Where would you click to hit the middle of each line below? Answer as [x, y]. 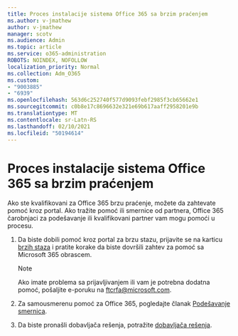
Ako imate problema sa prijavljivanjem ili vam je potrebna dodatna [114, 283]
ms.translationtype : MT [43, 113]
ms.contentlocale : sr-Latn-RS [52, 120]
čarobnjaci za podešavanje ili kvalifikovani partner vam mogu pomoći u [111, 219]
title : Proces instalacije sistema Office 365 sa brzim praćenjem [108, 14]
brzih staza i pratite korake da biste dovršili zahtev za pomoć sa [111, 247]
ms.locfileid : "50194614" [45, 133]
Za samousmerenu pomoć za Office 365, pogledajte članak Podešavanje [124, 304]
